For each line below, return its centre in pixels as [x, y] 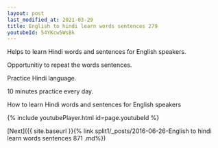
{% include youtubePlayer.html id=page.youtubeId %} [83, 118]
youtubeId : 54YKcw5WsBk [41, 32]
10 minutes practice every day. [50, 91]
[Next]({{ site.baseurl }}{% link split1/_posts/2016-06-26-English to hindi [109, 131]
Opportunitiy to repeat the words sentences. [70, 65]
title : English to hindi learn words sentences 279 [82, 26]
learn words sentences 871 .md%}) [57, 138]
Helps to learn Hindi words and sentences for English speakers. [97, 52]
